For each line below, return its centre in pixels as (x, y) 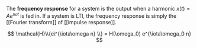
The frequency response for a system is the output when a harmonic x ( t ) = (98, 9)
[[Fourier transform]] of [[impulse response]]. (61, 22)
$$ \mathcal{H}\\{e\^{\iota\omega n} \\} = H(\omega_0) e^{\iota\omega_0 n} (99, 33)
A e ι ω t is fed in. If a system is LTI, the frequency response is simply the (91, 15)
